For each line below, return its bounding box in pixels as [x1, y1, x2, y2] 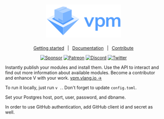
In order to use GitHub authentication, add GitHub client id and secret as [5, 104, 153, 110]
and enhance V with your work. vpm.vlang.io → [5, 75, 102, 81]
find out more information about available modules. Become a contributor [5, 69, 156, 76]
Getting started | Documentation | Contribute [33, 45, 134, 51]
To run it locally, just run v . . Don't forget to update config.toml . [5, 84, 137, 91]
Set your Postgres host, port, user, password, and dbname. [5, 94, 126, 100]
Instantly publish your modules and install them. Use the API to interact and [5, 64, 159, 70]
